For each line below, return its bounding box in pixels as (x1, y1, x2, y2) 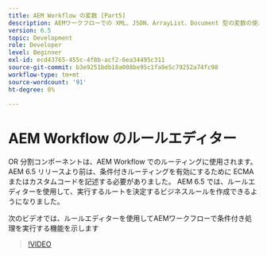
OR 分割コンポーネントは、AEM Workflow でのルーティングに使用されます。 (8, 157, 257, 167)
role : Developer (8, 41, 62, 49)
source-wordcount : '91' (8, 78, 87, 86)
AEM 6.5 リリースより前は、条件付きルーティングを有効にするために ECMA (8, 167, 254, 176)
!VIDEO (27, 239, 52, 249)
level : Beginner (8, 48, 62, 56)
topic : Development (8, 33, 73, 42)
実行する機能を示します (21, 223, 99, 233)
